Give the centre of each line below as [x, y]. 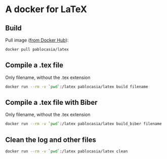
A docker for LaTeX [46, 9]
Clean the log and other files [51, 140]
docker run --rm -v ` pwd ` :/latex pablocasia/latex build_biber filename [83, 124]
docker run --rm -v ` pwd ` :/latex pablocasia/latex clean [67, 151]
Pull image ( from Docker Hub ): [37, 40]
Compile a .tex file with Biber [51, 102]
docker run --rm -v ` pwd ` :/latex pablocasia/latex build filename [77, 87]
